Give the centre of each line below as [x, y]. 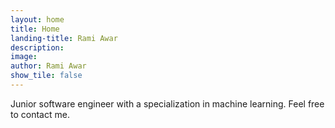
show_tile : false [46, 76]
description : [37, 47]
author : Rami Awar [48, 66]
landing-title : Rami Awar [64, 38]
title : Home [35, 29]
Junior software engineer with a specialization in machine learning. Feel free [167, 103]
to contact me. [40, 114]
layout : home [37, 19]
